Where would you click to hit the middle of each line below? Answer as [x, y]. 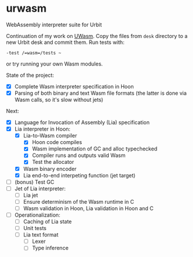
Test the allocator [53, 162]
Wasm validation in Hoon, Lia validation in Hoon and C [88, 208]
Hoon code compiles [57, 142]
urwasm [26, 8]
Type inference [50, 248]
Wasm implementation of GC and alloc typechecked [95, 149]
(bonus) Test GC [34, 182]
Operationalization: [37, 215]
